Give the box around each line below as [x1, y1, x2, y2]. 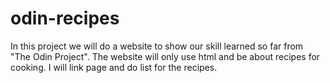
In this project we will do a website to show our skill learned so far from [10, 40, 304, 52]
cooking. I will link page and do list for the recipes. [10, 61, 218, 73]
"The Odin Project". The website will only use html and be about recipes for [10, 50, 321, 62]
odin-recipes [10, 7, 120, 30]
